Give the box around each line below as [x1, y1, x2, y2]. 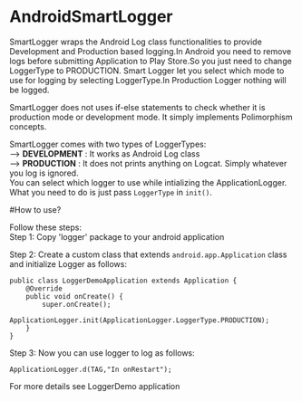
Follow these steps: [9, 222, 82, 233]
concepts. [9, 120, 47, 132]
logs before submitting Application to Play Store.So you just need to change [9, 55, 292, 66]
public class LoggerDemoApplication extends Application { [9, 276, 238, 285]
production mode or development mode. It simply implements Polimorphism [9, 111, 293, 122]
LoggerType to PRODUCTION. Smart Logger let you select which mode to [9, 65, 285, 76]
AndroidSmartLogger [9, 6, 173, 27]
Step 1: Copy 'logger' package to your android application [9, 231, 225, 242]
